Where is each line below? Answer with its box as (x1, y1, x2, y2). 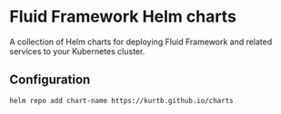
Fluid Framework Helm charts (9, 6, 236, 27)
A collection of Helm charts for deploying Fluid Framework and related (9, 36, 273, 47)
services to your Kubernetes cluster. (9, 45, 146, 56)
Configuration (9, 72, 91, 88)
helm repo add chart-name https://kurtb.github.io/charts (9, 96, 234, 105)
